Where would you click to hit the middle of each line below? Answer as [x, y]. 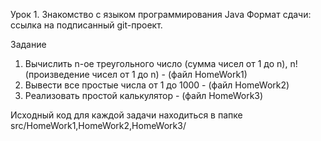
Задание [28, 44]
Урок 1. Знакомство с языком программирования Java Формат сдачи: [161, 14]
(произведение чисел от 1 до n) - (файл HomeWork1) [136, 74]
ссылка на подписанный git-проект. [86, 25]
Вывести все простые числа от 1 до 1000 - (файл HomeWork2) [157, 85]
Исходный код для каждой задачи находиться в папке [126, 115]
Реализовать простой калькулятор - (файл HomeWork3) [144, 95]
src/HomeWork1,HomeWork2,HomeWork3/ [98, 125]
